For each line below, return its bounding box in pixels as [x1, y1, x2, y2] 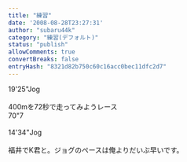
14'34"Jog [8, 127, 42, 137]
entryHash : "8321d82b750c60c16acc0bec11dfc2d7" [8, 63, 167, 71]
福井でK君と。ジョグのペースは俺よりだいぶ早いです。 [8, 145, 184, 154]
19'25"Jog [8, 84, 41, 94]
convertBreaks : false [8, 56, 79, 64]
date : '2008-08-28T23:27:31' [8, 19, 104, 27]
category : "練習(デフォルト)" [8, 33, 99, 42]
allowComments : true [8, 48, 76, 56]
